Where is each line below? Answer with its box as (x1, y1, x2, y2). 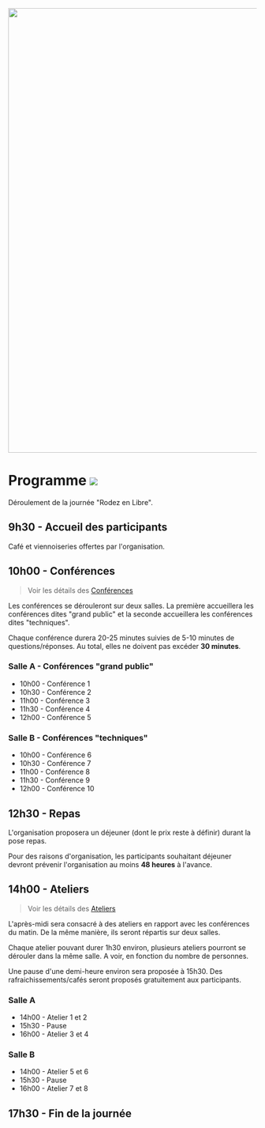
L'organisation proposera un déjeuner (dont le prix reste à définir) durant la (8, 828, 251, 837)
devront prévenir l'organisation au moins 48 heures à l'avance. (8, 859, 213, 869)
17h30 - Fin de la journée (8, 1107, 132, 1120)
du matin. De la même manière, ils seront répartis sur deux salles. (8, 927, 221, 937)
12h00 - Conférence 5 (19, 712, 91, 722)
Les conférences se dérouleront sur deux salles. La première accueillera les (8, 601, 254, 610)
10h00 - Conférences (8, 564, 116, 578)
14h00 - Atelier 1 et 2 (19, 1013, 88, 1022)
